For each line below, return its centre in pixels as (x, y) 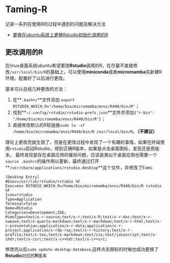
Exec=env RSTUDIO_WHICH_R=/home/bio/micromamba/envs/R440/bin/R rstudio (83, 186)
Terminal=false (21, 204)
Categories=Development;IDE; (36, 212)
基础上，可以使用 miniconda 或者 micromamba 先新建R (106, 71)
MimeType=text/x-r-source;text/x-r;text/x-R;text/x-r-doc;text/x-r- (79, 217)
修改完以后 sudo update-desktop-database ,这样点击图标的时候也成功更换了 (82, 249)
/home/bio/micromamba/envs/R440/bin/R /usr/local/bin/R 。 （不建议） (85, 131)
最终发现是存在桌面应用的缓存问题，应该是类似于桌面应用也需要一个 (86, 155)
